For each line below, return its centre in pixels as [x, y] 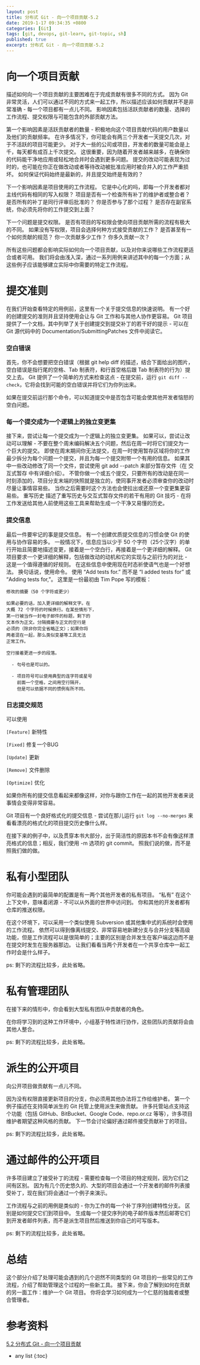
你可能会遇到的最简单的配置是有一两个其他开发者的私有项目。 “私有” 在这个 [99, 894]
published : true [26, 39]
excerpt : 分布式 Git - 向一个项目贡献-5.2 [55, 45]
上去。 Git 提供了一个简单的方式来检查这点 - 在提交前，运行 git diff [95, 377]
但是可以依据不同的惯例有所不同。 [52, 689]
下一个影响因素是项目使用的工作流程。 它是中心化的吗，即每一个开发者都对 [98, 187]
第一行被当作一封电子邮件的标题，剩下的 [48, 616]
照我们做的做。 [24, 850]
